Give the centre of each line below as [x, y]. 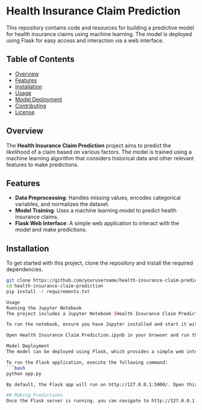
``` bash [16, 368]
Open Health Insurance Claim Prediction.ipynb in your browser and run [98, 335]
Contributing [30, 106]
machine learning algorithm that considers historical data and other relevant [100, 158]
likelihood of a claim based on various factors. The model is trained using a [99, 152]
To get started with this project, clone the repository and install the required [100, 263]
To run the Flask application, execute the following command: [87, 362]
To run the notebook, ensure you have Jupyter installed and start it [96, 324]
